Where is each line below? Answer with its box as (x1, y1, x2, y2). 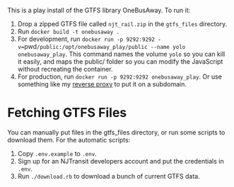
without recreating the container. (17, 65, 113, 73)
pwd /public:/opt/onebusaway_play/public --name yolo (24, 42, 186, 50)
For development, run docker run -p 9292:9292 (17, 35, 156, 43)
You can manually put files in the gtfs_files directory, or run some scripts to (7, 127, 226, 137)
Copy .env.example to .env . (17, 149, 97, 158)
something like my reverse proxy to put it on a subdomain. (17, 80, 187, 88)
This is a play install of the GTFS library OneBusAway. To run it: (7, 6, 191, 14)
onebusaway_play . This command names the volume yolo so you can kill (17, 50, 226, 58)
